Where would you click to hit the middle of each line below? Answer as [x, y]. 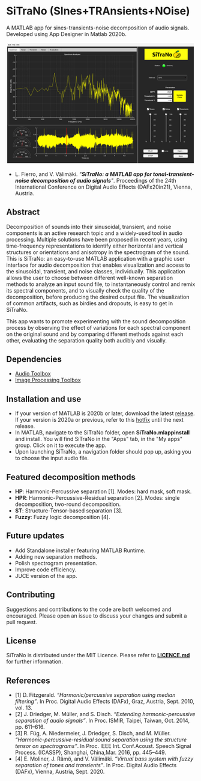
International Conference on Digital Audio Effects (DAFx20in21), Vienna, [103, 187]
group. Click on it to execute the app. [61, 445]
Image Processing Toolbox [48, 380]
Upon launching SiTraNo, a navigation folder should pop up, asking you [103, 452]
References [28, 680]
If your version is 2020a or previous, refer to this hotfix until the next [99, 420]
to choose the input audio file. [52, 458]
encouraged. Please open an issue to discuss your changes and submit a [97, 615]
